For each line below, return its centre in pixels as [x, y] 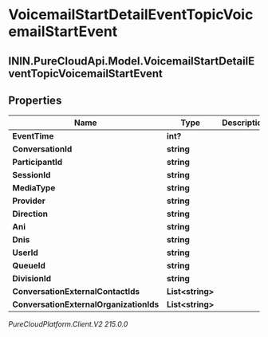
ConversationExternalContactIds [76, 292]
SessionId [32, 175]
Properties [35, 100]
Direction [30, 214]
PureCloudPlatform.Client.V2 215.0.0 [68, 324]
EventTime [33, 136]
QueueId [29, 266]
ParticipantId [37, 163]
